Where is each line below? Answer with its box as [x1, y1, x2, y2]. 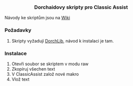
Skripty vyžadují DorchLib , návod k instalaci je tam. [11, 38, 114, 43]
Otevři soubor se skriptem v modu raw [11, 61, 89, 67]
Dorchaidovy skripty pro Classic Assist [34, 4, 128, 11]
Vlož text [11, 76, 30, 82]
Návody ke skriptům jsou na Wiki [4, 15, 70, 21]
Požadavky [4, 27, 32, 34]
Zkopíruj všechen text [11, 66, 55, 72]
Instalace [4, 50, 27, 57]
